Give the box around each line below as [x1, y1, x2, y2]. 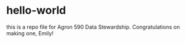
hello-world [6, 4, 67, 17]
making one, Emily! [6, 29, 54, 36]
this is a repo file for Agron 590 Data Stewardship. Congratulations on [6, 23, 180, 30]
